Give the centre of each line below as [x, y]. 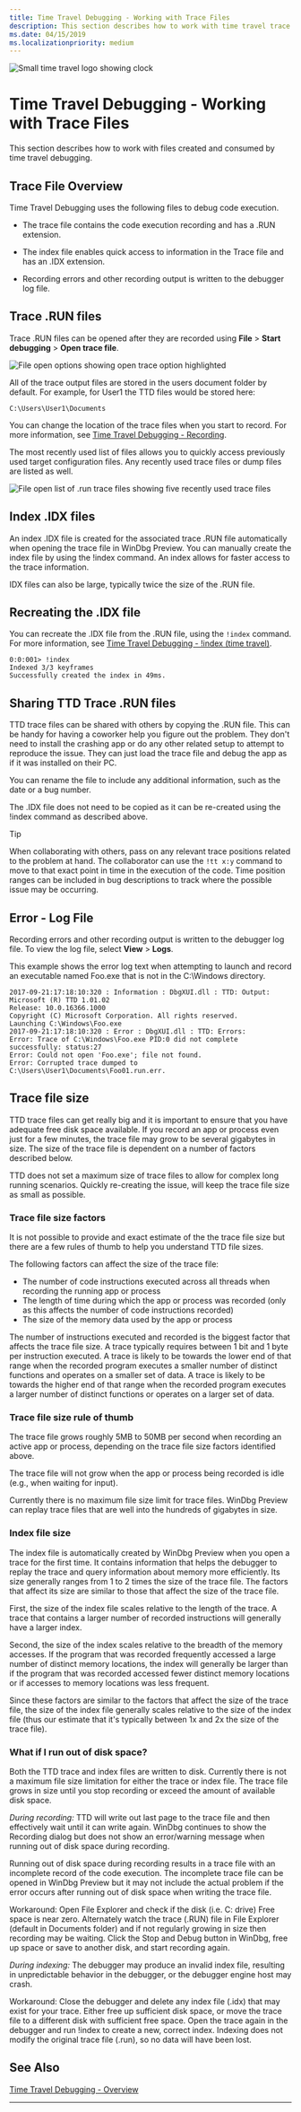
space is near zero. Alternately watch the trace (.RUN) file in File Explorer [144, 1919]
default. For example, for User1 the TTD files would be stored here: [132, 392]
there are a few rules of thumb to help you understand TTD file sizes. [137, 1247]
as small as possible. [47, 1194]
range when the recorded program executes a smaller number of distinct [143, 1366]
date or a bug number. [50, 790]
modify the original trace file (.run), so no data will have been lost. [131, 2040]
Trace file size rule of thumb [72, 1418]
